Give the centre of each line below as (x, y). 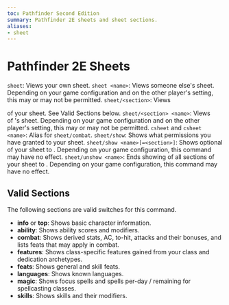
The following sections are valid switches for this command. (92, 209)
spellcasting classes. (47, 288)
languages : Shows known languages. (70, 274)
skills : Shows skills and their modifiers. (72, 296)
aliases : (20, 26)
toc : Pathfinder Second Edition (53, 13)
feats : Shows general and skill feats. (68, 267)
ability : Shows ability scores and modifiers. (78, 230)
